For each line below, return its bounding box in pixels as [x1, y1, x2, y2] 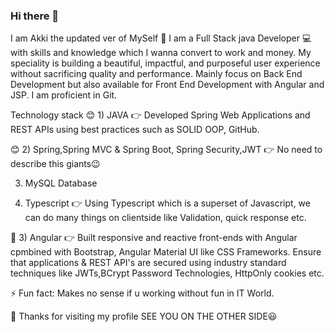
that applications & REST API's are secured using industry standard [10, 257, 287, 269]
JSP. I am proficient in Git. [10, 89, 118, 101]
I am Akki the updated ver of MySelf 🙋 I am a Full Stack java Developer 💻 [10, 32, 312, 44]
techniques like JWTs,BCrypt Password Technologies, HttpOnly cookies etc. [10, 267, 325, 279]
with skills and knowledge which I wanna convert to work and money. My [10, 47, 312, 59]
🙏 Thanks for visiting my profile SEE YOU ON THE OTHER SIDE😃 [10, 310, 278, 323]
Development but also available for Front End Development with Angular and [10, 79, 325, 91]
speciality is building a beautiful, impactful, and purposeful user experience [10, 57, 321, 69]
